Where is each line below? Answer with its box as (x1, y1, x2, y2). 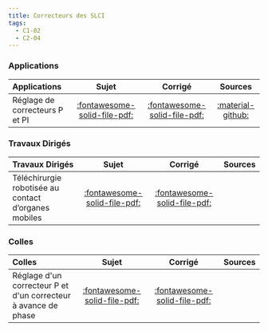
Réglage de (12, 94, 55, 105)
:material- (216, 99, 255, 110)
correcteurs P (12, 104, 64, 116)
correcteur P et (12, 280, 69, 291)
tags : (8, 19, 26, 27)
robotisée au (12, 182, 60, 193)
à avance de (12, 300, 58, 311)
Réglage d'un (12, 270, 62, 282)
